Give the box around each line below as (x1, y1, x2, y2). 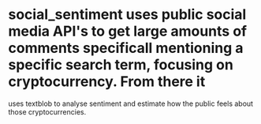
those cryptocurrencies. (8, 107, 87, 116)
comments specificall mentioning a (8, 39, 244, 57)
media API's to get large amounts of (8, 22, 247, 40)
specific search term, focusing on (8, 56, 234, 74)
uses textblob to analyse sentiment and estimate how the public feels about (8, 99, 254, 108)
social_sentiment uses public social (8, 6, 247, 24)
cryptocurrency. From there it (8, 73, 206, 91)
